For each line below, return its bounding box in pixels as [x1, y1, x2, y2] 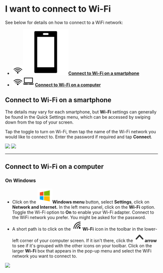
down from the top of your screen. [5, 119, 74, 125]
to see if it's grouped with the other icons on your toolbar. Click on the [12, 243, 152, 249]
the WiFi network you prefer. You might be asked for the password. [12, 215, 147, 220]
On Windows [5, 177, 36, 184]
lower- [144, 226, 158, 232]
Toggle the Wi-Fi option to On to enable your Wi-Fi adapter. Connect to [12, 209, 154, 215]
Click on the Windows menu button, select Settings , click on [12, 199, 149, 205]
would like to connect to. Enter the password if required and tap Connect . [5, 134, 152, 140]
